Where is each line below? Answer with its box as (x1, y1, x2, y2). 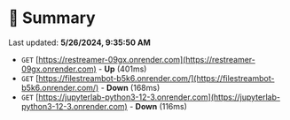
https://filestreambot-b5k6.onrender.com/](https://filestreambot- (38, 72, 275, 83)
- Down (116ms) (129, 101, 188, 111)
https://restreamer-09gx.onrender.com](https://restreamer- (38, 54, 256, 64)
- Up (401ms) (98, 64, 147, 74)
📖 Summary (8, 8, 96, 28)
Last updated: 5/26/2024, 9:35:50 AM (8, 37, 152, 48)
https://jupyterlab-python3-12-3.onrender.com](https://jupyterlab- (38, 92, 281, 102)
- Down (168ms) (100, 82, 161, 93)
